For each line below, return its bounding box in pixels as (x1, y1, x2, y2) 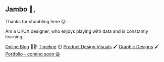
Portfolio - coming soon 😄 (5, 51, 61, 57)
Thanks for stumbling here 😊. (5, 18, 67, 24)
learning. (5, 33, 24, 39)
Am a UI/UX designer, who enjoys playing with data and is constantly (5, 28, 149, 34)
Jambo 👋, (5, 5, 36, 14)
